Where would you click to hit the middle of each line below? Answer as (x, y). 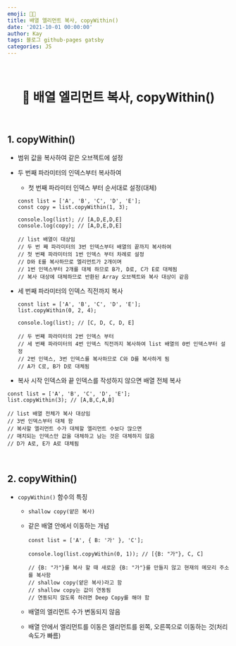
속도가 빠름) (44, 635)
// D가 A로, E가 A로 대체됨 (43, 443)
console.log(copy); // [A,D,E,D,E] (70, 226)
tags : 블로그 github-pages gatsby (56, 40)
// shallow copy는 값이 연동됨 (69, 590)
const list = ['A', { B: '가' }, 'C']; (86, 540)
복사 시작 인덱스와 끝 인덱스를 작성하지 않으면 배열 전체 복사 (99, 380)
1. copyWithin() (42, 139)
